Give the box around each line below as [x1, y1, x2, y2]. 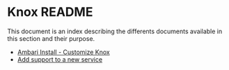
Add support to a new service [17, 55, 103, 63]
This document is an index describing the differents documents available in [7, 27, 223, 35]
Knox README [7, 4, 93, 20]
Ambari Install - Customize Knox [17, 48, 110, 56]
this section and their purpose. [7, 34, 95, 42]
